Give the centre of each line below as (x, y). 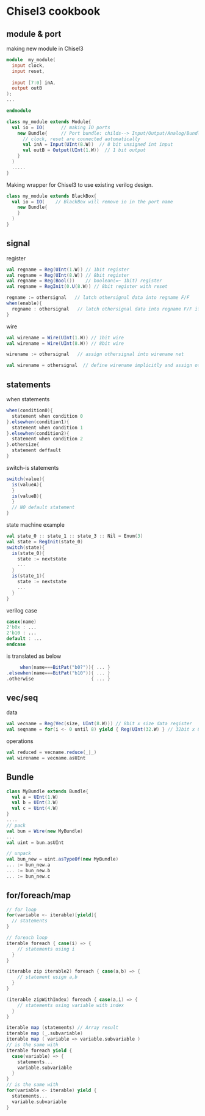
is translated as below (34, 656)
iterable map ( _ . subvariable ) (45, 1033)
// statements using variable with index (70, 1005)
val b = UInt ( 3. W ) (35, 803)
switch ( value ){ (26, 479)
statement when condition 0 (48, 416)
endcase (16, 644)
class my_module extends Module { (49, 122)
